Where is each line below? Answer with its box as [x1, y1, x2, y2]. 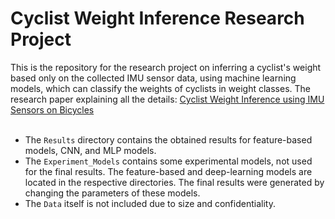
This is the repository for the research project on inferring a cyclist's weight [10, 61, 322, 73]
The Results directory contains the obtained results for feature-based [24, 133, 313, 146]
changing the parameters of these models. [24, 187, 201, 199]
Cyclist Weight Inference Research [10, 7, 305, 30]
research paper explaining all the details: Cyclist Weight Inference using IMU [10, 93, 325, 105]
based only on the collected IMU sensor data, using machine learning [10, 72, 297, 84]
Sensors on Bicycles [10, 103, 95, 116]
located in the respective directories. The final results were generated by [24, 176, 325, 188]
